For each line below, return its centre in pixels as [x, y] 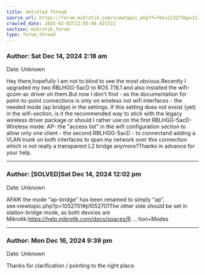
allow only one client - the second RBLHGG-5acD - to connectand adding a [101, 133]
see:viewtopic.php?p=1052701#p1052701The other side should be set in [97, 206]
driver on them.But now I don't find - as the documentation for [109, 94]
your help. [19, 153]
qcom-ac [18, 94]
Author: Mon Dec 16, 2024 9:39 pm [59, 240]
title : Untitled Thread [37, 12]
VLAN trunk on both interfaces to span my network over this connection [97, 140]
